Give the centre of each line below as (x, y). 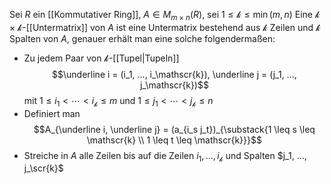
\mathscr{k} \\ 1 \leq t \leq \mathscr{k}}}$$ (174, 140)
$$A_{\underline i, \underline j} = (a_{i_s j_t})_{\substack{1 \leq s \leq (174, 129)
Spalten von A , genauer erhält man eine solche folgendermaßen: (142, 38)
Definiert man (52, 113)
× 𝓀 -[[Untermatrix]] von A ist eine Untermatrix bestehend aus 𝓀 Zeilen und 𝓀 (165, 27)
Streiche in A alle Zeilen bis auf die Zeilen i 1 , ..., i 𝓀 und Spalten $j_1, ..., (165, 156)
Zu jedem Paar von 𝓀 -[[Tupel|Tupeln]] (101, 58)
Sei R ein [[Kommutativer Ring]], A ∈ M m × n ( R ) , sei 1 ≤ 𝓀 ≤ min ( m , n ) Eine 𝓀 (165, 16)
